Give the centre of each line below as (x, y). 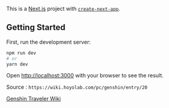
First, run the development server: (49, 42)
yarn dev (17, 64)
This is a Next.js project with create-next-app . (63, 9)
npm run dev (21, 53)
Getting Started (36, 27)
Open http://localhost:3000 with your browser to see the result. (85, 76)
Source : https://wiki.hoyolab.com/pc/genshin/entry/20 (77, 87)
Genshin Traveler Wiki (34, 99)
